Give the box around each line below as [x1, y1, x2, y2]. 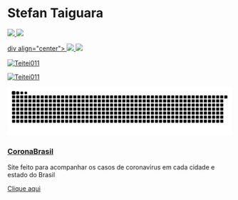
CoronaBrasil [7, 147, 53, 157]
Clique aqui [7, 184, 41, 193]
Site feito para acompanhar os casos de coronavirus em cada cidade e [7, 162, 215, 172]
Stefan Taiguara [7, 5, 104, 21]
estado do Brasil [7, 170, 56, 179]
